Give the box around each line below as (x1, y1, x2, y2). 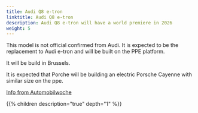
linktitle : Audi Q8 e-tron (6, 14, 74, 20)
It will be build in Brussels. (6, 59, 71, 67)
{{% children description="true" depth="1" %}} (6, 101, 122, 108)
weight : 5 (6, 25, 31, 32)
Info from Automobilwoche (6, 89, 72, 96)
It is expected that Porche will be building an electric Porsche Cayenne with (6, 71, 193, 78)
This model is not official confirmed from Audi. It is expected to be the (6, 42, 179, 49)
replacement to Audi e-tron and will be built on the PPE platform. (6, 48, 165, 55)
